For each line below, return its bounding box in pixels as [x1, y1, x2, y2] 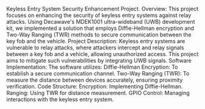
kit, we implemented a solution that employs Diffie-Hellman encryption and [6, 24, 194, 32]
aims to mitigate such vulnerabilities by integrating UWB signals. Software [6, 57, 192, 64]
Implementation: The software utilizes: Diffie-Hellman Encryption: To [6, 63, 178, 71]
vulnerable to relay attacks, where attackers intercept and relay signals [6, 44, 184, 51]
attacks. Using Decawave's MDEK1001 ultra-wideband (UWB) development [6, 18, 195, 25]
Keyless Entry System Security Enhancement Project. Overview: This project [6, 5, 199, 12]
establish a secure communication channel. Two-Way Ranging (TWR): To [6, 70, 190, 77]
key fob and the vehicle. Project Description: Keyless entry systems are [6, 38, 185, 44]
